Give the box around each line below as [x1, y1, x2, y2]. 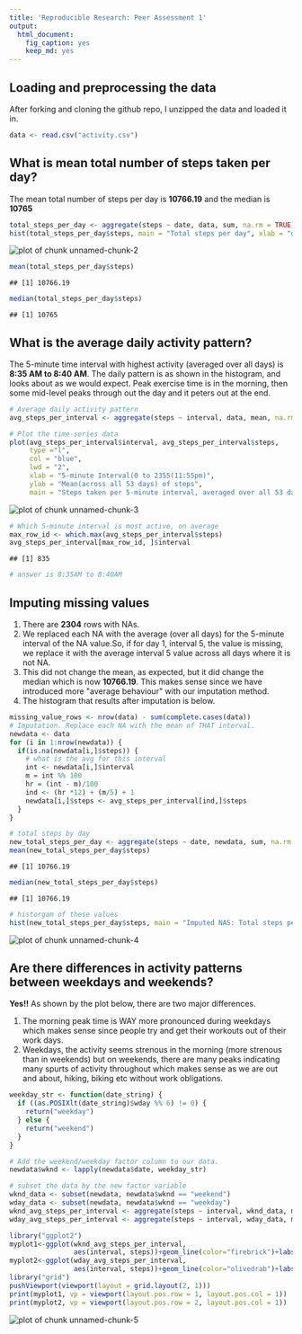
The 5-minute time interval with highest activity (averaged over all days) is [9, 359, 284, 369]
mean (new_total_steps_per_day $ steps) [9, 846, 151, 855]
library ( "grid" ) [9, 1273, 70, 1282]
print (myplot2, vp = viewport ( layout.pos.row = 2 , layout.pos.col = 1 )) [9, 1298, 288, 1307]
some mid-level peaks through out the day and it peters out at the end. [9, 387, 271, 398]
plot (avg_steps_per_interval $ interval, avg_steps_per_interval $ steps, [9, 438, 280, 447]
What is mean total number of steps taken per [9, 156, 271, 171]
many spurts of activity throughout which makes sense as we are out [22, 1063, 279, 1074]
